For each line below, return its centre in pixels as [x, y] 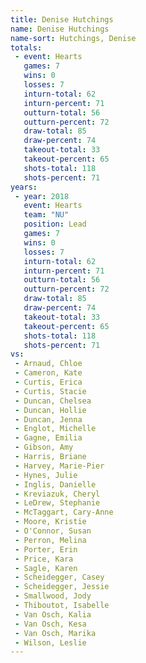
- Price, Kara [44, 559]
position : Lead [55, 224]
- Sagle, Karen [46, 568]
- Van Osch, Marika [55, 633]
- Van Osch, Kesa [50, 624]
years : [24, 187]
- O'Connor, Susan [53, 531]
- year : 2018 [42, 196]
